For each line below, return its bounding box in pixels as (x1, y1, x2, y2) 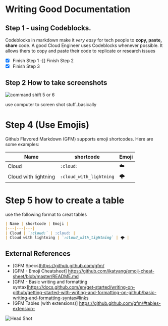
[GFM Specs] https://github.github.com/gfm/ (12, 263, 105, 269)
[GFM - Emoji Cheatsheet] (12, 268, 67, 274)
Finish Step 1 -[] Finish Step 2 (12, 58, 74, 64)
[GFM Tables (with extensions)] (12, 300, 78, 306)
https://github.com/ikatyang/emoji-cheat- (68, 268, 155, 274)
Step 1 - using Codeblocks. (5, 24, 91, 32)
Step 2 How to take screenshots (5, 78, 107, 87)
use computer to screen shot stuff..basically (5, 101, 97, 107)
